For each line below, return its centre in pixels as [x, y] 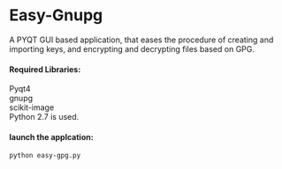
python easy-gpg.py [45, 156]
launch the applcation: [52, 136]
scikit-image [32, 107]
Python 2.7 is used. [44, 117]
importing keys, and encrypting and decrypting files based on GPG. [132, 48]
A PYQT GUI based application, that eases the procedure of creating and [141, 40]
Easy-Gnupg [56, 15]
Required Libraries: [45, 69]
